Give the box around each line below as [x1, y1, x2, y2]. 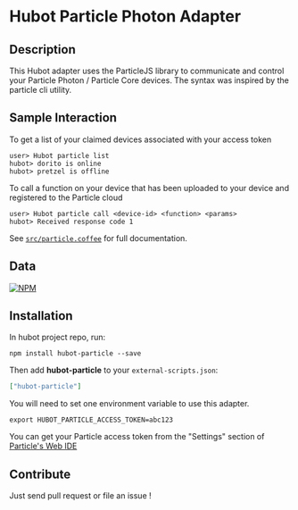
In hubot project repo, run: [9, 332, 106, 343]
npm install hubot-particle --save [9, 349, 142, 358]
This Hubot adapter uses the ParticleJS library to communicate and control [9, 65, 285, 76]
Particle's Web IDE [9, 440, 78, 452]
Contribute [9, 466, 71, 481]
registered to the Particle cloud [9, 192, 123, 203]
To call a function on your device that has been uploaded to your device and [9, 182, 290, 193]
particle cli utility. [9, 85, 72, 95]
